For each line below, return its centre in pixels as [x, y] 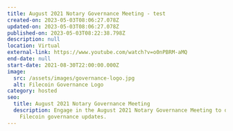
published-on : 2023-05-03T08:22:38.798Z [67, 33]
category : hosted [32, 91]
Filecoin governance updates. [63, 116]
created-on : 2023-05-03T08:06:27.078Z [63, 20]
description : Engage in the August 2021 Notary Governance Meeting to [118, 110]
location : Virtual [34, 46]
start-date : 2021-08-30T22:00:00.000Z [63, 65]
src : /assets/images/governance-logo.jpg [74, 78]
